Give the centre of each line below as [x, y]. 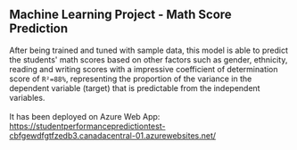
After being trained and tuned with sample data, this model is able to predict [148, 50]
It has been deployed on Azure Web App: [85, 116]
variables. [27, 97]
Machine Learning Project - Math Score [120, 15]
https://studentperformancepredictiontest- [87, 126]
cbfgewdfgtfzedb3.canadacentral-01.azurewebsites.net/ [113, 135]
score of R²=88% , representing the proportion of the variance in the [131, 79]
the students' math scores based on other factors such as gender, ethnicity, [148, 59]
